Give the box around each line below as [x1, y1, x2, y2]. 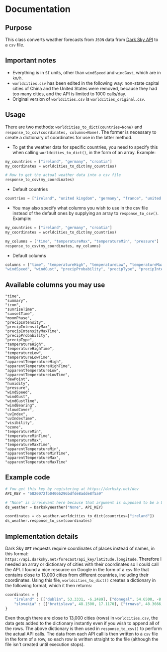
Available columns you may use [5, 280, 105, 289]
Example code [5, 473, 50, 482]
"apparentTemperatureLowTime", [5, 373, 70, 378]
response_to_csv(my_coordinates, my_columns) [5, 243, 101, 248]
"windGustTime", [5, 399, 39, 404]
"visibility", [5, 421, 35, 426]
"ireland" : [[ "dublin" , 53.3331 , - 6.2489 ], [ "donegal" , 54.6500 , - [14, 597, 159, 602]
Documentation [5, 3, 71, 15]
